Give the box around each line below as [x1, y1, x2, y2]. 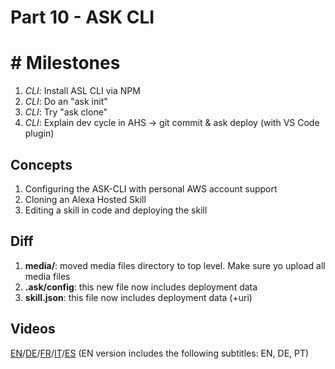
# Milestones [10, 52, 121, 75]
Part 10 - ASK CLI [10, 6, 155, 29]
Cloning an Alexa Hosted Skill [24, 193, 147, 205]
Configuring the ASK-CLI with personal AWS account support [24, 182, 278, 195]
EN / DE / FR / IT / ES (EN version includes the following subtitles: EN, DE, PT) [10, 347, 310, 359]
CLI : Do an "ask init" [24, 96, 108, 108]
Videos [10, 321, 56, 338]
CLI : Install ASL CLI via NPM [24, 85, 141, 97]
